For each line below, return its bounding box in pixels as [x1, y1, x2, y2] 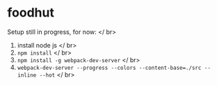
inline [17, 71, 37, 79]
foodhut [7, 5, 54, 21]
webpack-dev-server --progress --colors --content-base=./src [17, 64, 202, 71]
